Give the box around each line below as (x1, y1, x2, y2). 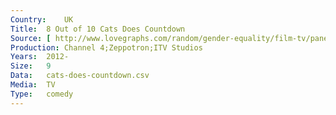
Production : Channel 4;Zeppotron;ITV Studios (10, 42, 203, 53)
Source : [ (10, 33, 52, 43)
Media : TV (10, 80, 56, 90)
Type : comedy (10, 89, 74, 99)
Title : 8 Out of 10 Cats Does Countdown (10, 24, 186, 34)
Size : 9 (10, 61, 52, 71)
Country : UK (10, 14, 74, 25)
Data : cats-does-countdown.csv (10, 71, 150, 81)
